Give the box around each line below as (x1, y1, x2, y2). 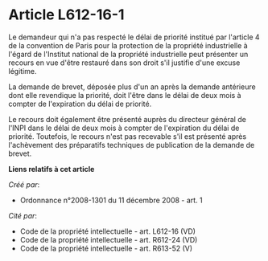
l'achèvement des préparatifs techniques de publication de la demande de (8, 140, 255, 149)
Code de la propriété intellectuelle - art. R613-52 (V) (19, 243, 193, 253)
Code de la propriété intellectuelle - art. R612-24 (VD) (19, 234, 198, 244)
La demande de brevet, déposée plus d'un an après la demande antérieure (8, 82, 256, 92)
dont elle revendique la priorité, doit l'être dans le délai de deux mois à (8, 90, 241, 100)
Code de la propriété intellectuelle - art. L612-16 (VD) (19, 226, 196, 236)
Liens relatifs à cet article (8, 164, 95, 173)
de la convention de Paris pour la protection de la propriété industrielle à (8, 40, 248, 50)
